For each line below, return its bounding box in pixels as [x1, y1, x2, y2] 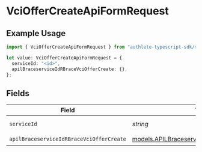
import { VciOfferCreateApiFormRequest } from [6, 44, 125, 50]
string [132, 120, 149, 129]
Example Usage [6, 28, 66, 38]
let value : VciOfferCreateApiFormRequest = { [6, 55, 122, 61]
